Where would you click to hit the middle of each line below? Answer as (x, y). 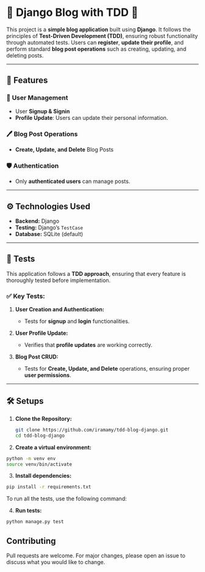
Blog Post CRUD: (37, 357)
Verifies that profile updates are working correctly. (88, 345)
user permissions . (48, 375)
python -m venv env (31, 458)
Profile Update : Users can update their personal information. (92, 117)
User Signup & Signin (42, 111)
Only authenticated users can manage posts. (73, 181)
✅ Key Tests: (26, 296)
